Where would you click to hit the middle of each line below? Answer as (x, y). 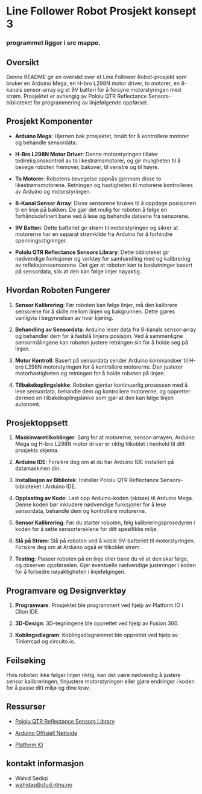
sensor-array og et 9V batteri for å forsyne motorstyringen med (103, 89)
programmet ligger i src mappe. (53, 43)
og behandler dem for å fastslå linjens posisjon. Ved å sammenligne (99, 335)
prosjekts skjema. (37, 450)
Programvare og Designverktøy (66, 590)
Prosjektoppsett (37, 423)
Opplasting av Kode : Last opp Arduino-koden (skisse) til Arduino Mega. (104, 498)
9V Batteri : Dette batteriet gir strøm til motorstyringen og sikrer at (96, 227)
